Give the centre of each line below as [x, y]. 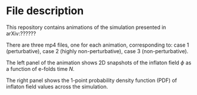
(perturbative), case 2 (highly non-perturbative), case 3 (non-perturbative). [97, 51]
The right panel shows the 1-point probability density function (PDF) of [92, 80]
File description [45, 11]
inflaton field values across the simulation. [57, 86]
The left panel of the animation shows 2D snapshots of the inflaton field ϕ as [99, 63]
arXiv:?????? [21, 33]
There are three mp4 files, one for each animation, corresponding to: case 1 [98, 45]
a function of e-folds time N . [40, 68]
